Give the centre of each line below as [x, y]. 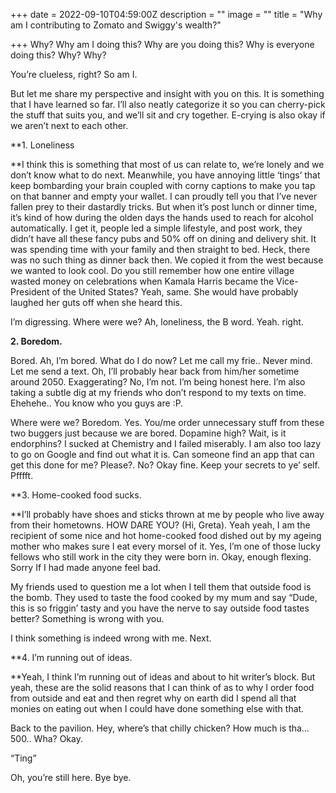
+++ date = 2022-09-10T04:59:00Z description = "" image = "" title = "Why [166, 14]
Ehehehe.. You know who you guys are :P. [97, 403]
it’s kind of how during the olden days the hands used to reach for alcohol [162, 217]
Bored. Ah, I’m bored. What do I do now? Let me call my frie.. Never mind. [161, 360]
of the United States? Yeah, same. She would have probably [175, 292]
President [30, 292]
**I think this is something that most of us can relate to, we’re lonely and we [167, 164]
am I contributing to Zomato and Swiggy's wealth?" [116, 25]
